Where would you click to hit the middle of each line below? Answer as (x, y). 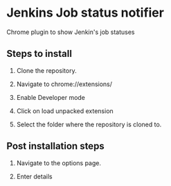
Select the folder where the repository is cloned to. (89, 124)
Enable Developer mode (51, 97)
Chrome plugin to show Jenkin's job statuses (71, 32)
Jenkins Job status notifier (85, 13)
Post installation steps (55, 146)
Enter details (34, 176)
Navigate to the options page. (59, 163)
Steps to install (39, 54)
